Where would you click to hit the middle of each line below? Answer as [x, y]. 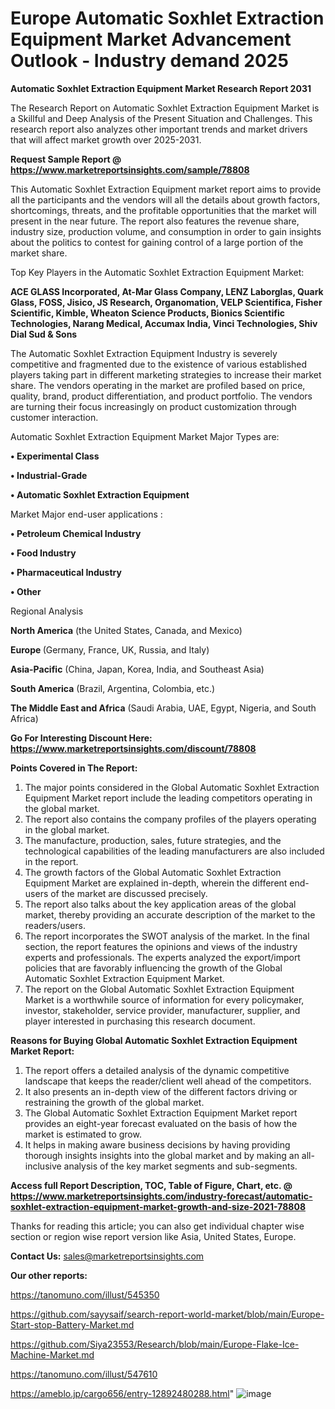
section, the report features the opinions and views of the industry [161, 946]
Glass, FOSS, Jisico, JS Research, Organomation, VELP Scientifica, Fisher [166, 302]
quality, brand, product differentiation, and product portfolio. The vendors [161, 396]
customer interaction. [54, 417]
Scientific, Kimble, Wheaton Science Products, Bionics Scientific [147, 313]
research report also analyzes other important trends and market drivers [159, 129]
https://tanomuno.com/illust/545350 [85, 1294]
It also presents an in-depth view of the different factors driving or [161, 1091]
